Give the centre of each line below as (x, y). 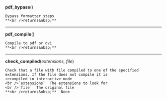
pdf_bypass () (19, 7)
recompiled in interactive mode (39, 79)
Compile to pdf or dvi (29, 43)
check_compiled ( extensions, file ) (40, 61)
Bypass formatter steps (30, 16)
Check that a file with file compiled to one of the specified (72, 70)
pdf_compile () (20, 34)
